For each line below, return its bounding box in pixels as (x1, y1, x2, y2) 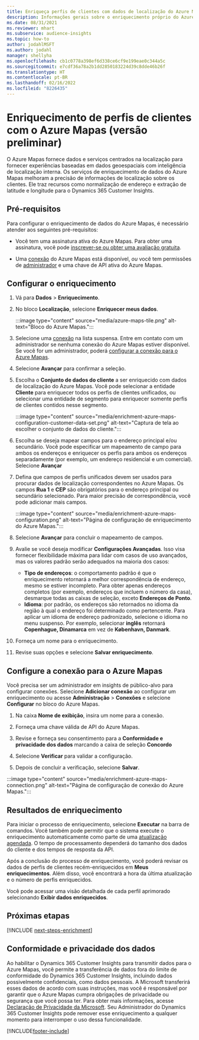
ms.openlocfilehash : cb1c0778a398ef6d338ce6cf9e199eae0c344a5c (6, 58, 166, 64)
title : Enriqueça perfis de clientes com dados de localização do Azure (6, 8, 190, 15)
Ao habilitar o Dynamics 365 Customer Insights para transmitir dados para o (6, 959, 192, 966)
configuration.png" (15, 516, 61, 523)
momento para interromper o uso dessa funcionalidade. (6, 1016, 142, 1023)
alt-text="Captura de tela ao (110, 419, 179, 426)
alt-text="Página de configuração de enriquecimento (62, 516, 191, 523)
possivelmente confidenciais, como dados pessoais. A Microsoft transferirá (6, 978, 191, 985)
